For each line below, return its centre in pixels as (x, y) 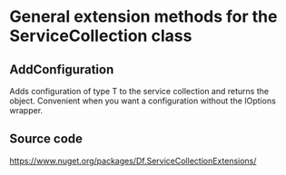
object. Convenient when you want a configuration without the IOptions (143, 101)
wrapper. (26, 110)
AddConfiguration (62, 69)
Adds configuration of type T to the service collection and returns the (139, 91)
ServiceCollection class (101, 36)
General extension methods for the (143, 17)
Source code (46, 139)
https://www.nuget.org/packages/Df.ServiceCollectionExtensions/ (133, 160)
